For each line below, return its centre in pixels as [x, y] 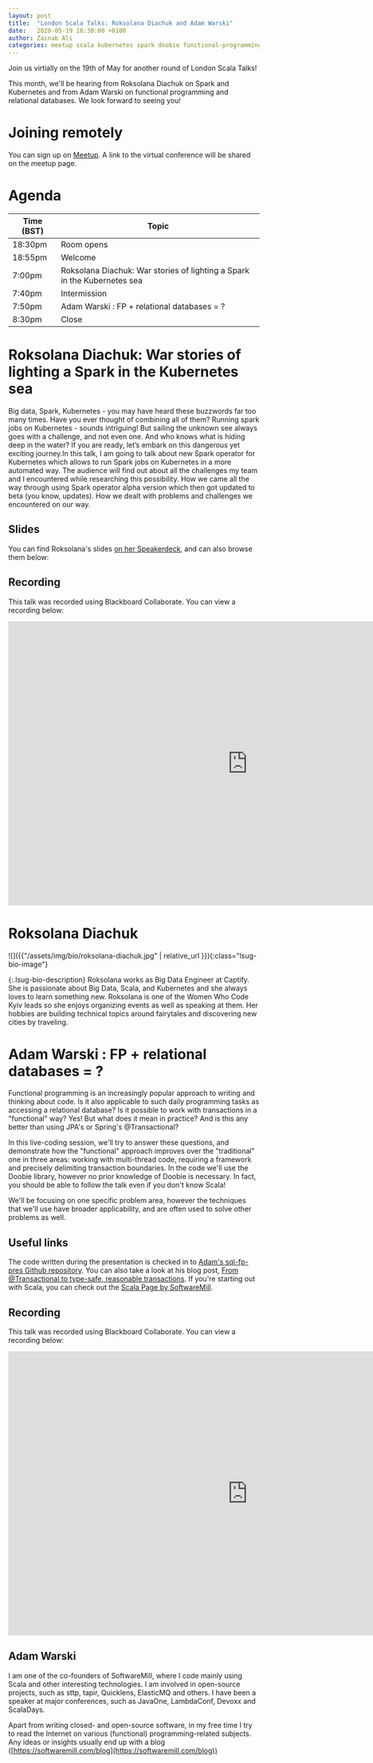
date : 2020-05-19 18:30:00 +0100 [67, 30]
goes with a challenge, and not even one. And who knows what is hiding [127, 436]
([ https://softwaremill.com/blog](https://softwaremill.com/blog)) [113, 1750]
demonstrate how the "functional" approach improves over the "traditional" [132, 1151]
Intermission [84, 294]
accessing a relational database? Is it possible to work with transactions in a [133, 1110]
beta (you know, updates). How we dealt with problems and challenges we [131, 495]
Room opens [84, 244]
